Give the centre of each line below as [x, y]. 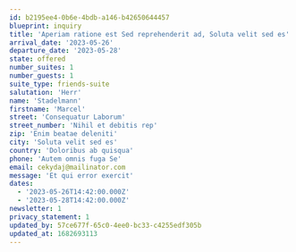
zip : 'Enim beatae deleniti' [63, 134]
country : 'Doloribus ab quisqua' [72, 150]
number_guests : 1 [42, 76]
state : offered [38, 59]
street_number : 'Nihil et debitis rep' [84, 126]
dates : [21, 184]
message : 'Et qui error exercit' [72, 175]
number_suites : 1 [42, 68]
